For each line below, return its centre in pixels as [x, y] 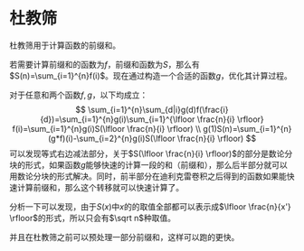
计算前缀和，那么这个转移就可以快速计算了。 [100, 187]
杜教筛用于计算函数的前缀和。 [65, 45]
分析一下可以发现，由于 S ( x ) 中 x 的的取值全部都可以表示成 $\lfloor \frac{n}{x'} [150, 206]
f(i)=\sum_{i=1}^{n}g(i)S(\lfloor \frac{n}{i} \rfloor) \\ [107, 128]
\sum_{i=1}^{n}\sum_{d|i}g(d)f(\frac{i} [158, 109]
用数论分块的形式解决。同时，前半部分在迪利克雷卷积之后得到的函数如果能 [148, 176]
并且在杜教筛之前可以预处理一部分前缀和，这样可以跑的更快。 [124, 237]
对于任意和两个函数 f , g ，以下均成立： [79, 95]
